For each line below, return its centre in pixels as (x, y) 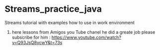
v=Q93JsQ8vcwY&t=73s (37, 42)
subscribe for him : (31, 37)
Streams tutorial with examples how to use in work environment (70, 23)
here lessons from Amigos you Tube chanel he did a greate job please (83, 32)
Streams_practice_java (53, 9)
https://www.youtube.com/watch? (86, 37)
